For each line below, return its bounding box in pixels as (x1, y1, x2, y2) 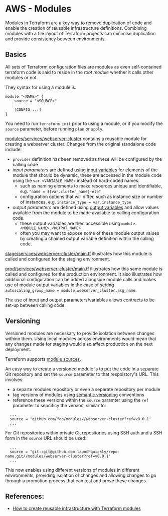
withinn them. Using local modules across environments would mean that (5, 336, 156, 342)
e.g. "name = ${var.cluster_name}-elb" (20, 188, 101, 194)
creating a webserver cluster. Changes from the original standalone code (5, 141, 156, 147)
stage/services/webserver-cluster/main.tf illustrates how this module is (5, 250, 152, 256)
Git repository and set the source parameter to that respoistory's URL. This (5, 371, 159, 377)
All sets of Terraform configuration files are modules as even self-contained (5, 63, 162, 70)
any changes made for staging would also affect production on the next (5, 341, 153, 347)
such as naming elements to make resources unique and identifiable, (20, 182, 162, 189)
